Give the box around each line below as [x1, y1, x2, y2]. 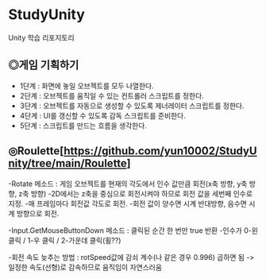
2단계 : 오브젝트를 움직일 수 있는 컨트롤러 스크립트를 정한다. [19, 91, 204, 100]
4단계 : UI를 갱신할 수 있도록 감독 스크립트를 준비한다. [19, 110, 187, 120]
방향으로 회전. [16, 208, 60, 218]
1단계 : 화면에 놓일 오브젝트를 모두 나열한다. [19, 81, 155, 91]
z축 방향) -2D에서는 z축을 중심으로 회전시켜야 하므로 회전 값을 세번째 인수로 [18, 188, 253, 198]
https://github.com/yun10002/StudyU [63, 145, 257, 158]
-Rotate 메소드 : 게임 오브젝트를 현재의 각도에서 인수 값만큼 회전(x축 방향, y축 [8, 179, 248, 188]
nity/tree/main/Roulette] [8, 157, 131, 170]
